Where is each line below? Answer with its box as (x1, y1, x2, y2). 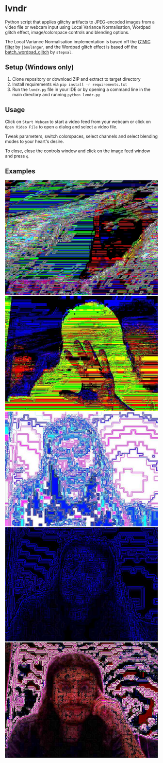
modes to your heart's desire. (5, 138, 64, 144)
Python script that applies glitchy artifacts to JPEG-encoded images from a (5, 19, 155, 25)
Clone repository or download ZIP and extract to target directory (12, 76, 141, 82)
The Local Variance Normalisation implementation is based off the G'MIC (5, 38, 151, 44)
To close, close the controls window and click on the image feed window (5, 148, 150, 154)
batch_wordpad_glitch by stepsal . (5, 49, 73, 55)
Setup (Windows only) (5, 63, 74, 71)
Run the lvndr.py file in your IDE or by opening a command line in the (12, 86, 151, 92)
